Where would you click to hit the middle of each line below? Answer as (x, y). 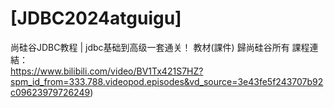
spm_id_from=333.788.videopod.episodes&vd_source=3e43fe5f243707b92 (167, 81)
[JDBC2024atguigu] (96, 18)
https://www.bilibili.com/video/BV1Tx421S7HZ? (107, 71)
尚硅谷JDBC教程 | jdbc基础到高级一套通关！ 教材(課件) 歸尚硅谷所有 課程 (160, 47)
